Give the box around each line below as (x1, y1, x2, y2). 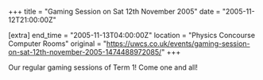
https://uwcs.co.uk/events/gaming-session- (106, 39, 250, 48)
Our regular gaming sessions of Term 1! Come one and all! (8, 63, 199, 72)
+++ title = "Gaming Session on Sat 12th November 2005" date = (8, 7, 221, 16)
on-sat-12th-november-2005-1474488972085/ (8, 48, 162, 56)
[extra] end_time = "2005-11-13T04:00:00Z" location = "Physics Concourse (8, 31, 256, 40)
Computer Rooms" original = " (8, 39, 107, 48)
